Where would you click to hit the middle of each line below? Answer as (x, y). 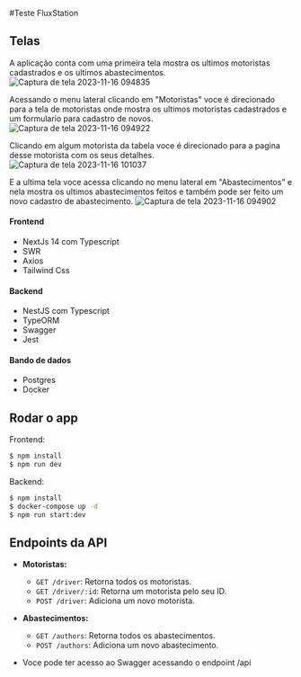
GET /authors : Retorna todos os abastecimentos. (125, 636)
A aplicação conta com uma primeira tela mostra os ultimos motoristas (140, 63)
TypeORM (41, 321)
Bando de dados (40, 360)
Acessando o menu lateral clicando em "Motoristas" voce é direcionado (142, 99)
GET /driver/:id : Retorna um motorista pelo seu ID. (131, 592)
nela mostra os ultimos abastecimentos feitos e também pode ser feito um (146, 192)
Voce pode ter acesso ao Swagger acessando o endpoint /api (137, 663)
